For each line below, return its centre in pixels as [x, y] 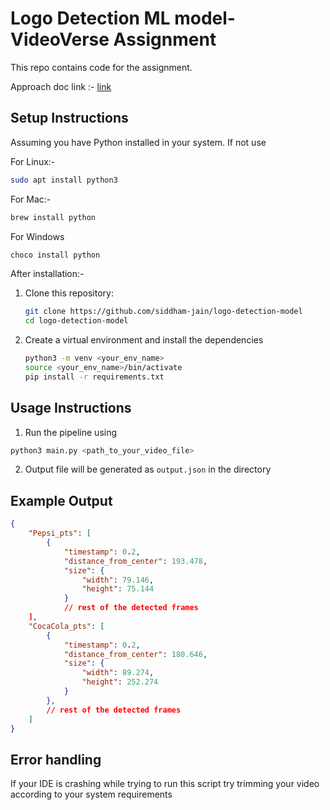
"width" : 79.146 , [118, 580]
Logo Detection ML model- [123, 18]
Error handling [56, 759]
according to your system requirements [91, 794]
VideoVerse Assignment [113, 39]
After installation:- [47, 274]
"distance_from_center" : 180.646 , [135, 654]
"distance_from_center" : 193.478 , [135, 561]
